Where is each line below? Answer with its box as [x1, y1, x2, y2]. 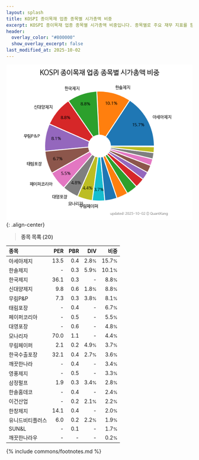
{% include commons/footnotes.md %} [6, 448, 102, 455]
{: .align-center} [6, 221, 46, 228]
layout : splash [6, 9, 44, 15]
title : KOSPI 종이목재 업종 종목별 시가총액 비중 [6, 15, 113, 22]
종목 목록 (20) [20, 233, 53, 240]
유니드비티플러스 [8, 416, 47, 424]
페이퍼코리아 [8, 313, 38, 321]
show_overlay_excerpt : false [11, 41, 84, 47]
